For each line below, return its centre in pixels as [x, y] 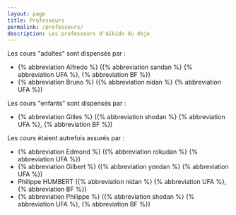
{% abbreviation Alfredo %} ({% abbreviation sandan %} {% [105, 67]
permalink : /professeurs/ [45, 27]
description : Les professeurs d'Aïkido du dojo [79, 33]
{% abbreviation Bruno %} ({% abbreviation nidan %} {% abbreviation [119, 82]
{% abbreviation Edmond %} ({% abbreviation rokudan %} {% [107, 152]
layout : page [26, 14]
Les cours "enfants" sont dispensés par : [67, 104]
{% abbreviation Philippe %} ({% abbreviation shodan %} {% [106, 197]
